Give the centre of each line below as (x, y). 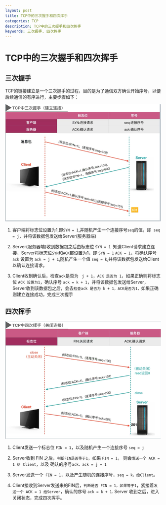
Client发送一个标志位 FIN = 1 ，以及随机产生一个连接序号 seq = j (78, 447)
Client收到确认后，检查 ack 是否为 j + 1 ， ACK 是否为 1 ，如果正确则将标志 (86, 276)
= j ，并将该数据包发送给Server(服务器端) (54, 236)
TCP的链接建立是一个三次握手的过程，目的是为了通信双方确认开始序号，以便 (83, 91)
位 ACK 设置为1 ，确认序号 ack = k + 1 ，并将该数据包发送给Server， (80, 282)
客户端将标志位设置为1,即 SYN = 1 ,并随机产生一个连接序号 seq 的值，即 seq (86, 230)
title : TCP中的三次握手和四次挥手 (37, 16)
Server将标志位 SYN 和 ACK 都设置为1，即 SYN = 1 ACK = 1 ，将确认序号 (89, 253)
